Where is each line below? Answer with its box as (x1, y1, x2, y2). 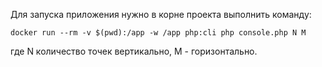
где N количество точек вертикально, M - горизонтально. (10, 45, 258, 57)
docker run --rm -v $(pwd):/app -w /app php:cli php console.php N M (10, 28, 307, 38)
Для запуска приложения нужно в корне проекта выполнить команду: (10, 9, 312, 20)
